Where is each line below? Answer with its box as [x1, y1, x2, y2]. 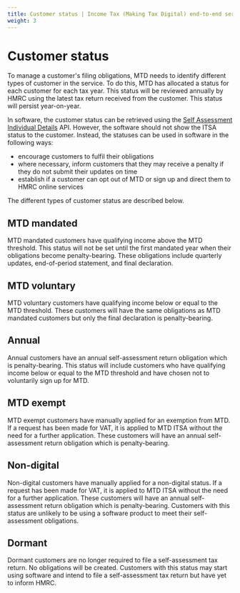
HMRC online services [17, 183, 84, 191]
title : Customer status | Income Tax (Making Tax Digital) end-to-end [7, 10, 222, 18]
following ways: [7, 139, 54, 147]
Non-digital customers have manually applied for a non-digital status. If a [7, 478, 223, 487]
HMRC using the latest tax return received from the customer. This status [7, 94, 223, 103]
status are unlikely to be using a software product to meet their [7, 509, 192, 517]
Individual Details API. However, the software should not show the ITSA [7, 123, 216, 132]
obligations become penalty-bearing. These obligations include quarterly [7, 251, 222, 260]
